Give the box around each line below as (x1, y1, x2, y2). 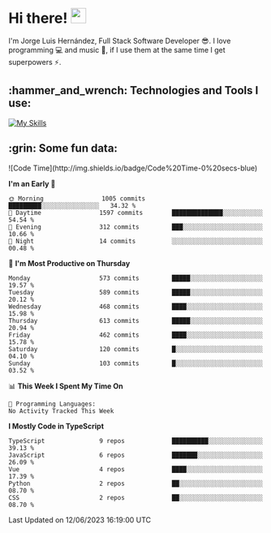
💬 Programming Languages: (8, 400, 96, 408)
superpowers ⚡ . (8, 57, 62, 67)
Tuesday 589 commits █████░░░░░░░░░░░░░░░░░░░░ (8, 288, 264, 296)
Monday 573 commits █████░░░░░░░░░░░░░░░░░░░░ (8, 274, 264, 282)
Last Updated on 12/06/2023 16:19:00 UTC (8, 514, 152, 525)
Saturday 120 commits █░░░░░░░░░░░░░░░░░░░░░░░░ (8, 345, 264, 353)
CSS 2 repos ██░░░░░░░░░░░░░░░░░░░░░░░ (8, 493, 264, 501)
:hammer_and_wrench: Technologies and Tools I (8, 84, 259, 97)
